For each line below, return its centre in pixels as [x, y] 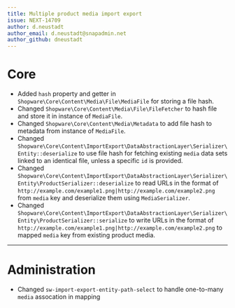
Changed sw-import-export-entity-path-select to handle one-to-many [120, 289]
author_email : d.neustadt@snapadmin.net [67, 33]
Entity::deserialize [47, 154]
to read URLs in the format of [177, 183]
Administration [51, 270]
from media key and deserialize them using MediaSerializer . [104, 198]
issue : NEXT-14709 [34, 20]
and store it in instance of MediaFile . [70, 116]
